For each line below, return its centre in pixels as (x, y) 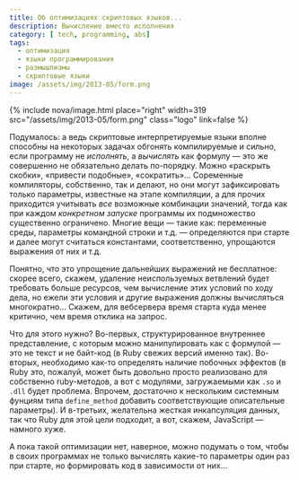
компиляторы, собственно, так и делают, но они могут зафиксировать (145, 184)
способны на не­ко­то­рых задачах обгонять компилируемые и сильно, (143, 146)
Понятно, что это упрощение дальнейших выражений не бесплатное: (143, 268)
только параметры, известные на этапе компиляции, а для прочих (137, 194)
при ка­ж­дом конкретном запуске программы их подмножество (132, 213)
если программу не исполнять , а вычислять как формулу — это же (139, 156)
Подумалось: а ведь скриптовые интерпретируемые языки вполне (138, 136)
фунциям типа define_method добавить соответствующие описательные (147, 400)
